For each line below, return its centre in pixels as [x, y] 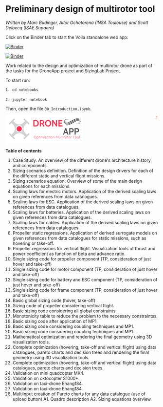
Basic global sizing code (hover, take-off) [54, 300]
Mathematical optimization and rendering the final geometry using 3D [82, 337]
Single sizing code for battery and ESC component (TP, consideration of [85, 279]
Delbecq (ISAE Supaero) [30, 27]
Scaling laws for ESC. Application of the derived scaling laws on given [83, 202]
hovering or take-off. [33, 243]
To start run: [18, 80]
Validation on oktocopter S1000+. [46, 378]
